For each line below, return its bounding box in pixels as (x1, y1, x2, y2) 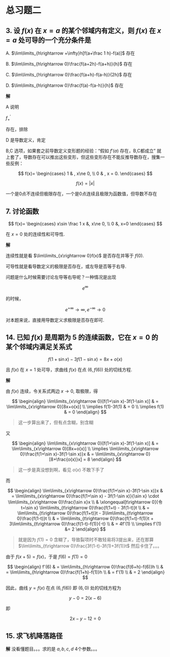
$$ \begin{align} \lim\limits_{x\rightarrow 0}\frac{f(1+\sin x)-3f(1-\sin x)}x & (7, 488, 163, 494)
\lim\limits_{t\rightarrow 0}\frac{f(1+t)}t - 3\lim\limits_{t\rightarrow (17, 510, 153, 516)
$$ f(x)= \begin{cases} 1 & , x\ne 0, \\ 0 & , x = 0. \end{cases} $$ (18, 170, 153, 177)
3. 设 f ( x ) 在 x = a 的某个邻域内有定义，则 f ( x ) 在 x (6, 26, 161, 35)
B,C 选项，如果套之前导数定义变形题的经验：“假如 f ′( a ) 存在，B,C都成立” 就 (6, 148, 161, 154)
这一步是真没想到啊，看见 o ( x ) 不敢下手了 (18, 467, 104, 473)
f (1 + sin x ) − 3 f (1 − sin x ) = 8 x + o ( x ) (48, 356, 123, 362)
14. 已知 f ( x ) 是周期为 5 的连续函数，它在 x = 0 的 (6, 333, 158, 342)
